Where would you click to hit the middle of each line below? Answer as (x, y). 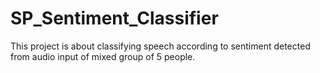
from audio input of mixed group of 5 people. (103, 56)
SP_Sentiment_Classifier (114, 18)
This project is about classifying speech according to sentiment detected (160, 46)
